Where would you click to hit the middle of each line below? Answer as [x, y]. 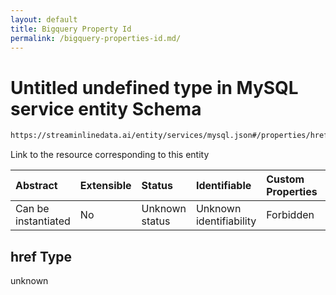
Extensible [105, 186]
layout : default [44, 19]
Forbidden [290, 215]
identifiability [226, 221]
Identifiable [223, 186]
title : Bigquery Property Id [71, 29]
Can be [32, 209]
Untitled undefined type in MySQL [154, 87]
